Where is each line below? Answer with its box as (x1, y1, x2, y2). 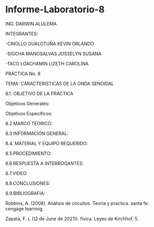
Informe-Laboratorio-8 (5, 4, 105, 15)
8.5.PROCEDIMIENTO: (5, 150, 52, 156)
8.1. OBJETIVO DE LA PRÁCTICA (5, 90, 73, 96)
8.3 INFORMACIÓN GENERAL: (5, 130, 69, 136)
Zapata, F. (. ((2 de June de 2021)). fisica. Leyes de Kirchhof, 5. (5, 215, 139, 222)
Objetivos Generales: (5, 100, 50, 107)
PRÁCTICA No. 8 (5, 71, 41, 77)
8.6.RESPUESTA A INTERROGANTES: (5, 160, 84, 166)
